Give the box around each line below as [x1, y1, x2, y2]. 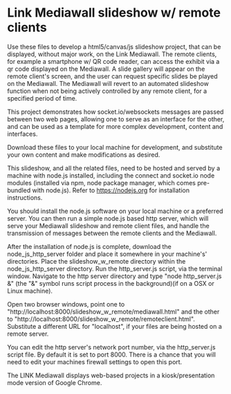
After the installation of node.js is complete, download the [7, 242, 172, 250]
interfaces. [7, 130, 38, 138]
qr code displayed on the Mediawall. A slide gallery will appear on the [7, 65, 205, 73]
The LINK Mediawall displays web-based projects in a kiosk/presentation [7, 371, 215, 379]
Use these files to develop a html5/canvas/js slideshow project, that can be [7, 42, 221, 51]
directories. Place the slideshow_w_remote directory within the [7, 257, 186, 265]
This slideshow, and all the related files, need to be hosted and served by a [7, 164, 221, 172]
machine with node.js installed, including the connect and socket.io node [7, 171, 215, 180]
